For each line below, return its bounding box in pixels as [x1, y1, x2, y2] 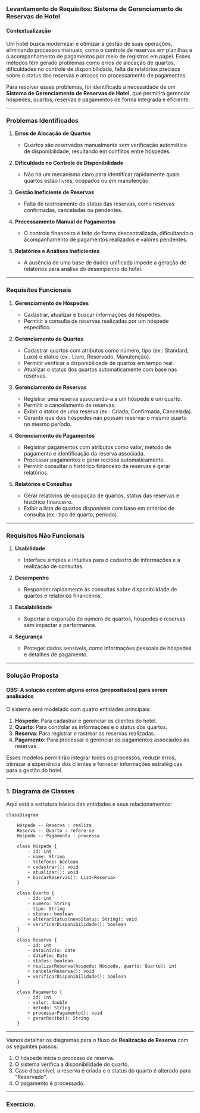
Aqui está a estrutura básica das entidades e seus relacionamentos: [6, 800, 173, 808]
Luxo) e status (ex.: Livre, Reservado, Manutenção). [23, 353, 151, 360]
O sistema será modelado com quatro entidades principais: [6, 706, 151, 713]
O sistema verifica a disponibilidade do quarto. [14, 1061, 129, 1068]
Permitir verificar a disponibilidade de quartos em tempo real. [23, 359, 174, 366]
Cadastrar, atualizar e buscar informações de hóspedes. [23, 311, 162, 318]
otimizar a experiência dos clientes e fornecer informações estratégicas [6, 760, 183, 768]
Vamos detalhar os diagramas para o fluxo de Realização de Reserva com [6, 1037, 189, 1044]
